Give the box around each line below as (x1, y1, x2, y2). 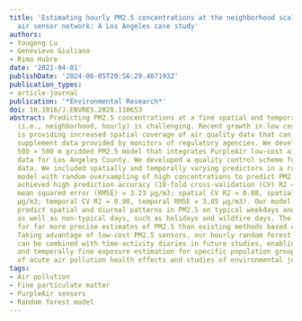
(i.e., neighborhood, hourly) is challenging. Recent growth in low (17, 122, 280, 131)
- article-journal (9, 88, 78, 97)
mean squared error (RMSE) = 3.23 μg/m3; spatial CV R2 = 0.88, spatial (17, 189, 296, 198)
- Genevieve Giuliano (9, 47, 91, 56)
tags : (9, 264, 30, 273)
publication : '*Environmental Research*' (9, 96, 167, 106)
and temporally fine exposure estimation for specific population (17, 247, 271, 256)
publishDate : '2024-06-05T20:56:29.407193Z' (9, 72, 179, 81)
